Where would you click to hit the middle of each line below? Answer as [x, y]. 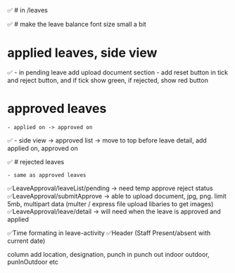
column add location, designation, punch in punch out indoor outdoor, [108, 254]
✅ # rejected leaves [36, 161]
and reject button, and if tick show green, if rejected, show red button [108, 80]
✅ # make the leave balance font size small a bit [77, 24]
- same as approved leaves [47, 175]
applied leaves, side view [82, 53]
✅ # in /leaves [27, 10]
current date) [26, 241]
